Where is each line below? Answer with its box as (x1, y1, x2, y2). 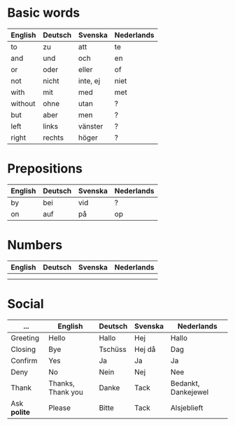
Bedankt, (170, 379, 200, 388)
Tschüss (99, 344, 127, 354)
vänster (78, 121, 104, 131)
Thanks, (48, 379, 76, 388)
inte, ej (78, 75, 101, 85)
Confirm (10, 355, 38, 365)
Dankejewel (170, 387, 209, 397)
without (10, 98, 36, 108)
